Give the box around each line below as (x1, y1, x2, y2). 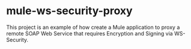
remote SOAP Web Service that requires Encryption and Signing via (6, 30, 173, 37)
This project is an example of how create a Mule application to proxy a (6, 24, 180, 31)
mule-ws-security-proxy (6, 4, 133, 18)
